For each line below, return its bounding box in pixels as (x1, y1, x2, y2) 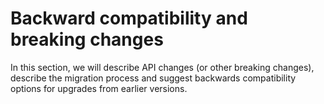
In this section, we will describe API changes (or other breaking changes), (10, 61, 315, 73)
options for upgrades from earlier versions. (10, 82, 188, 94)
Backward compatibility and (10, 7, 248, 30)
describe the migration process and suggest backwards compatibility (10, 72, 297, 84)
